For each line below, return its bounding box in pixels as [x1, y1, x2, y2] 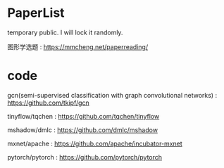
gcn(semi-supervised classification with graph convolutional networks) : [7, 91, 217, 99]
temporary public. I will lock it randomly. [7, 28, 123, 37]
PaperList [7, 5, 65, 21]
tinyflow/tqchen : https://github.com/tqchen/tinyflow [7, 112, 160, 120]
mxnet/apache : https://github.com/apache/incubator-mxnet [7, 139, 183, 148]
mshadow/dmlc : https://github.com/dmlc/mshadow [7, 125, 158, 134]
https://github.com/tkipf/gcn [7, 98, 89, 107]
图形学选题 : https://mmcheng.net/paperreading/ [7, 42, 149, 51]
